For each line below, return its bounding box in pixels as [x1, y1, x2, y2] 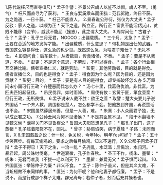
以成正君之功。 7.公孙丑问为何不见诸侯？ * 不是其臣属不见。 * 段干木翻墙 [5, 114, 151, 119]
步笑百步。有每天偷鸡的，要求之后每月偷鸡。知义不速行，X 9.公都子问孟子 [5, 138, 154, 144]
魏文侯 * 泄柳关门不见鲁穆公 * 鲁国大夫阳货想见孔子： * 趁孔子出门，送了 [9, 120, 155, 126]
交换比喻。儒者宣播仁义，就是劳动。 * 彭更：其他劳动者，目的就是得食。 [9, 65, 155, 71]
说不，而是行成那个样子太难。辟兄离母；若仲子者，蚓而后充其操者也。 [5, 175, 146, 180]
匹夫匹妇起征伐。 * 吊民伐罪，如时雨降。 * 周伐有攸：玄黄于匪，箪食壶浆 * [5, 90, 154, 95]
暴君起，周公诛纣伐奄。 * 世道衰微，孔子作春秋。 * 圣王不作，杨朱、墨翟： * [5, 150, 158, 156]
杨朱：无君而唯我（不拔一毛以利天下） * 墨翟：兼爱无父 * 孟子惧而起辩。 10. [5, 156, 157, 162]
